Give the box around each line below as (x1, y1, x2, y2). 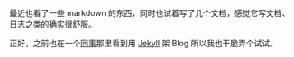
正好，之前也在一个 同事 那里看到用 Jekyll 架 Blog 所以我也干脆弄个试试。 (9, 38, 278, 48)
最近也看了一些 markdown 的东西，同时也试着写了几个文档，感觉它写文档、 (9, 8, 290, 18)
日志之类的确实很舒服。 (9, 19, 96, 29)
